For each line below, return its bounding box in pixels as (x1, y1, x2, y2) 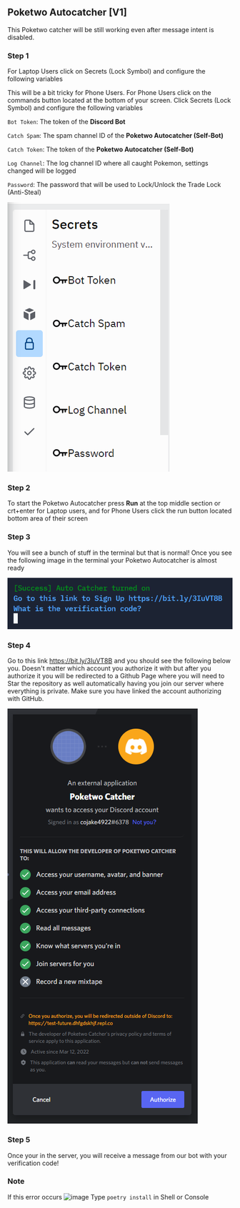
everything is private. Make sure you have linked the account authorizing (7, 687, 221, 695)
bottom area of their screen (7, 514, 88, 523)
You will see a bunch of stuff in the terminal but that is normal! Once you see (7, 548, 232, 557)
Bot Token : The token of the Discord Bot (7, 118, 126, 126)
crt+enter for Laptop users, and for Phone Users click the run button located (7, 507, 232, 515)
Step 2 (7, 483, 31, 493)
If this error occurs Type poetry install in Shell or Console (7, 1192, 209, 1201)
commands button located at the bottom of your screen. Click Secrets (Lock (7, 96, 231, 105)
